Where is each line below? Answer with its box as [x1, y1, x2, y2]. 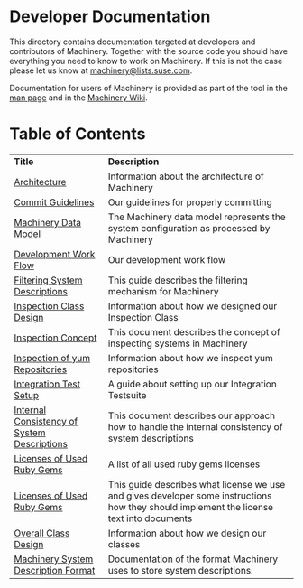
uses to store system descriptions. [107, 564, 254, 576]
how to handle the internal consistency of [107, 420, 283, 433]
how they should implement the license [107, 500, 273, 513]
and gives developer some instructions [107, 490, 272, 502]
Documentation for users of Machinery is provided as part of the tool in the [9, 82, 289, 93]
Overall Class [14, 527, 70, 539]
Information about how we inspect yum [107, 351, 273, 364]
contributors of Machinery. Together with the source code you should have [9, 45, 289, 56]
